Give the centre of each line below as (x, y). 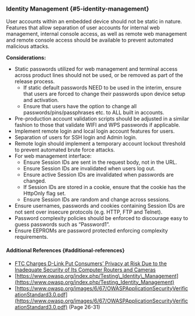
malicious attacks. (28, 46)
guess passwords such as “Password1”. (62, 225)
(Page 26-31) (85, 307)
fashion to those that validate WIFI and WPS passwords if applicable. (97, 125)
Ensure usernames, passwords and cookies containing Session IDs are (100, 206)
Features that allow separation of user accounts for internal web (83, 28)
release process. (35, 81)
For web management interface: (53, 156)
